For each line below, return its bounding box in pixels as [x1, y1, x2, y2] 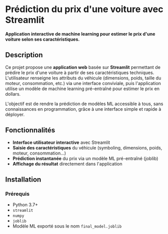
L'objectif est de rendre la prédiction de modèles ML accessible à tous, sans [5, 101, 163, 107]
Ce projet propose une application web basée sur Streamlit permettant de [5, 64, 160, 70]
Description [5, 51, 43, 59]
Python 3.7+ [12, 202, 38, 208]
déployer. [5, 111, 25, 117]
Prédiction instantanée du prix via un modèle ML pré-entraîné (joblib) [12, 155, 158, 162]
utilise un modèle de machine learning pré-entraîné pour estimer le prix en [5, 86, 160, 92]
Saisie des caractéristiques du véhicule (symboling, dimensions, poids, [12, 144, 162, 150]
